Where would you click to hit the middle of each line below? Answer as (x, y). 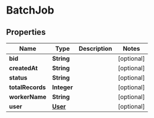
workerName (28, 97)
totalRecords (27, 87)
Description (96, 49)
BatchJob (30, 10)
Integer (63, 87)
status (18, 78)
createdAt (24, 68)
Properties (26, 32)
